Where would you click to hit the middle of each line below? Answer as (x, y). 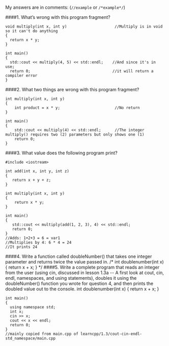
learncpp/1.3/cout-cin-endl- (111, 334)
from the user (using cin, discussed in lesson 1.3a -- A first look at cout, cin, (85, 273)
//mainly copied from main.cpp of (42, 334)
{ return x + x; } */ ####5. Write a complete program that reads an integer (82, 267)
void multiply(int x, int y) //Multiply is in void (84, 26)
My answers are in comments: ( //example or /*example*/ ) (65, 7)
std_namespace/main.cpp (31, 338)
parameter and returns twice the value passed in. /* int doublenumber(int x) (84, 262)
